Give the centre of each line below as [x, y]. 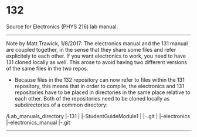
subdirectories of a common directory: [61, 105]
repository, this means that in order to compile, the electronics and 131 [99, 86]
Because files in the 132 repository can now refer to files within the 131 [99, 79]
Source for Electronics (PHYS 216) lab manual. [62, 26]
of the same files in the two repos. [47, 68]
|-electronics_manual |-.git [38, 122]
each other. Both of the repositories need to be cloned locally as [92, 98]
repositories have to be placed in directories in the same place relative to [102, 92]
